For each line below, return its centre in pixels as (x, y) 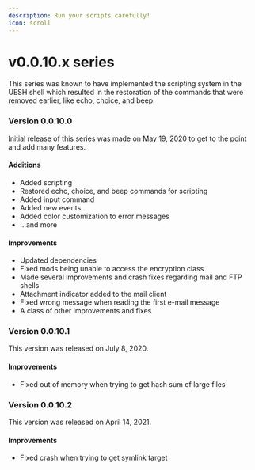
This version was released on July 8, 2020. (78, 348)
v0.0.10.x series (61, 62)
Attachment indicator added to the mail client (93, 294)
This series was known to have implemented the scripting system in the (125, 84)
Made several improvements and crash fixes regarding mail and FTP (131, 277)
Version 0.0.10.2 (40, 404)
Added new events (50, 207)
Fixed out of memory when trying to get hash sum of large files (122, 384)
